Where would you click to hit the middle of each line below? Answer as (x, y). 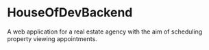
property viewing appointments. (52, 38)
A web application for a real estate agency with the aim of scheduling (105, 32)
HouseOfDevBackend (70, 13)
